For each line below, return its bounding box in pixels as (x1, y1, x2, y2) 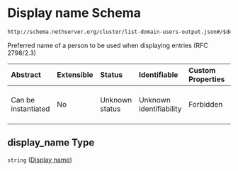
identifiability (138, 104, 182, 114)
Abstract (11, 69, 41, 79)
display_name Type (7, 136, 95, 149)
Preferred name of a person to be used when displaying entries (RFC (7, 41, 208, 49)
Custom (188, 65, 216, 75)
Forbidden (188, 99, 223, 109)
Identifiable (138, 69, 178, 79)
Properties (188, 74, 225, 84)
